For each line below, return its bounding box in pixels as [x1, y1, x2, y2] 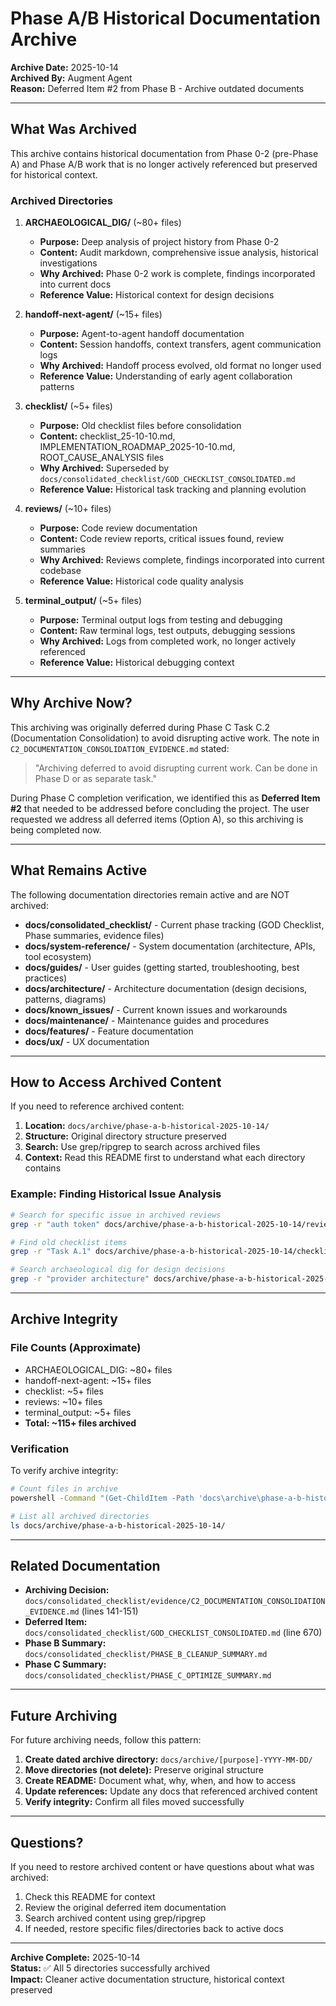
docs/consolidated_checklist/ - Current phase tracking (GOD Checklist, [24, 918, 325, 931]
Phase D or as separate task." [34, 772, 157, 784]
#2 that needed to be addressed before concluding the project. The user [10, 802, 310, 814]
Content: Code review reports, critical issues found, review [39, 533, 285, 545]
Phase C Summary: [24, 1658, 107, 1671]
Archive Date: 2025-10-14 [10, 61, 119, 73]
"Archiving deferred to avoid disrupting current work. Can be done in [34, 762, 318, 774]
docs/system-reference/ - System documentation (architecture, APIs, [24, 940, 316, 952]
